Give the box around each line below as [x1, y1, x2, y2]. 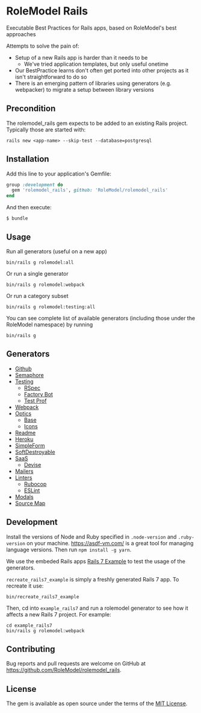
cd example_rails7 [6, 623, 52, 629]
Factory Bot [23, 390, 53, 398]
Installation [6, 154, 49, 164]
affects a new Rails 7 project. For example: [6, 610, 111, 618]
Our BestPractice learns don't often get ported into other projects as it [14, 66, 189, 74]
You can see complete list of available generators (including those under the [6, 315, 196, 322]
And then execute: [6, 204, 52, 211]
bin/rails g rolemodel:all [6, 259, 74, 265]
